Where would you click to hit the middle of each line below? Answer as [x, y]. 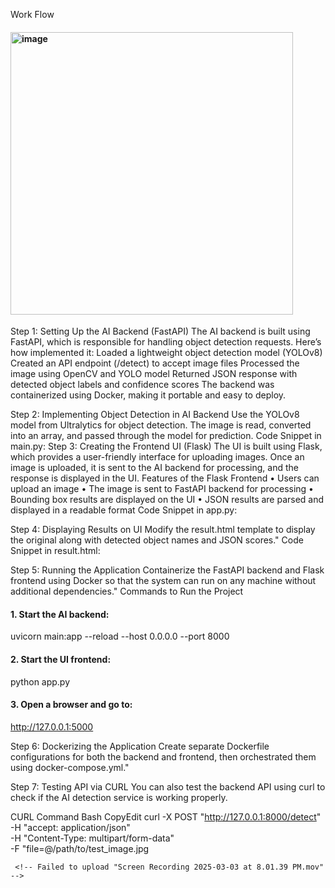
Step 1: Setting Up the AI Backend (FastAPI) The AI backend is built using [160, 331]
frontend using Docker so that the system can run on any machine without [163, 581]
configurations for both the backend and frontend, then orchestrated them [163, 756]
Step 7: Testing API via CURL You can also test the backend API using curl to [168, 786]
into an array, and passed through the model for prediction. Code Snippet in [166, 436]
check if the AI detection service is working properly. [119, 797]
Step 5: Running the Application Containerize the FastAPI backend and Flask [167, 570]
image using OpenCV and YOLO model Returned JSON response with [154, 374]
